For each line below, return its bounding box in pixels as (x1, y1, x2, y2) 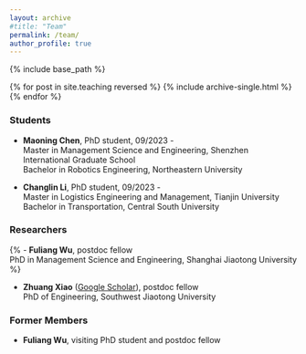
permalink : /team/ (9, 30, 79, 39)
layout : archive (9, 13, 71, 23)
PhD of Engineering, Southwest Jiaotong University (22, 291, 216, 302)
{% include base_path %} (9, 64, 106, 75)
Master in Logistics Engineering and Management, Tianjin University (22, 191, 280, 202)
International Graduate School (22, 154, 136, 165)
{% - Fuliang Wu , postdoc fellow (9, 244, 133, 255)
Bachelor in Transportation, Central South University (22, 201, 220, 212)
